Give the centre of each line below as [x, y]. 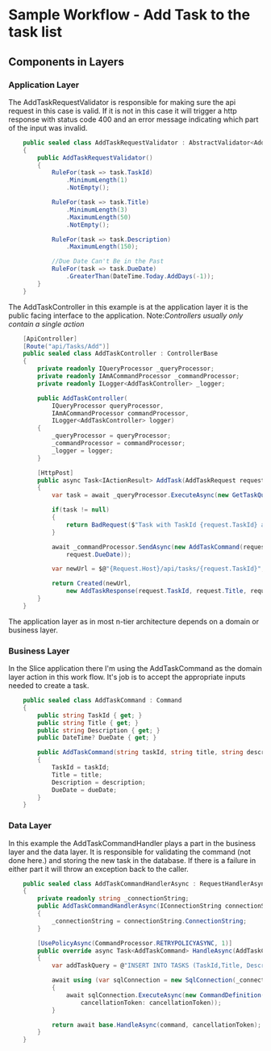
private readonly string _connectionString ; [113, 899]
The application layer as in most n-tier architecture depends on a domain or [134, 621]
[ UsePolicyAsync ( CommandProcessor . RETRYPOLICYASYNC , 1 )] [135, 943]
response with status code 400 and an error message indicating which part [133, 119]
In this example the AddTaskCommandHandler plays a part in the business [132, 843]
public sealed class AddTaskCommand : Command [102, 701]
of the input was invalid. [48, 127]
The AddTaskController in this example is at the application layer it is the [128, 307]
